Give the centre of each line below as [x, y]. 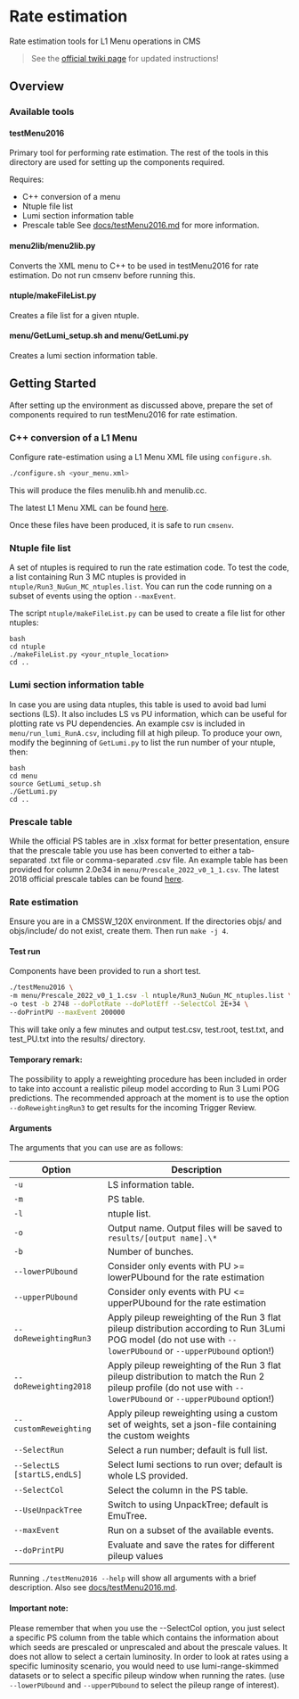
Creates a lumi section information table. [84, 356]
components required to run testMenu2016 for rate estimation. [123, 414]
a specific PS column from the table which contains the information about [144, 1637]
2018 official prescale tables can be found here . [97, 878]
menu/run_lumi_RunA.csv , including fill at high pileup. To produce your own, [146, 732]
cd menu [24, 776]
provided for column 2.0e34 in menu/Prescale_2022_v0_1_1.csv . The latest [144, 869]
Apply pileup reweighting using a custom [193, 1414]
